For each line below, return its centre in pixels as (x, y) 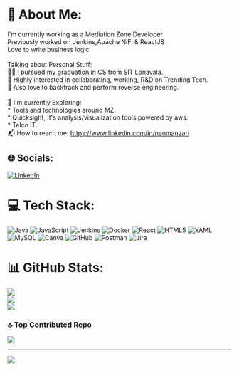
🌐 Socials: (31, 158)
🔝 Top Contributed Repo (50, 325)
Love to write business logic (48, 49)
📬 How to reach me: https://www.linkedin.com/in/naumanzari (99, 133)
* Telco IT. (22, 125)
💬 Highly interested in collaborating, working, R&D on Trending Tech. (108, 79)
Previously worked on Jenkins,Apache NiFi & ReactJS (86, 41)
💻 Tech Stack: (51, 205)
